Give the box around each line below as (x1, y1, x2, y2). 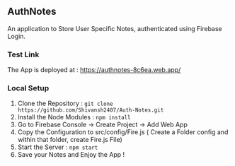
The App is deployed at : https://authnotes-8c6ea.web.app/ (7, 66, 181, 74)
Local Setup (7, 83, 50, 93)
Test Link (7, 49, 40, 59)
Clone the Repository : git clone (17, 99, 113, 108)
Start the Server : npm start (17, 143, 98, 151)
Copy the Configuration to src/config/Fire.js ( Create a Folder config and (17, 128, 229, 136)
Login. (7, 32, 26, 40)
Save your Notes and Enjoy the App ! (17, 150, 125, 159)
